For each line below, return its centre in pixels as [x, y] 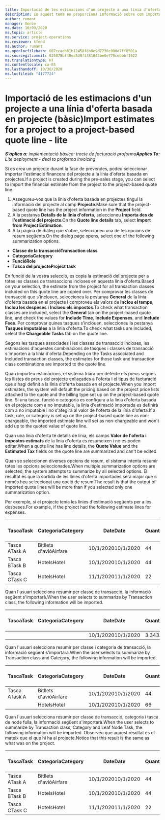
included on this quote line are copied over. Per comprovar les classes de [79, 291]
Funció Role [24, 261]
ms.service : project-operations [38, 37]
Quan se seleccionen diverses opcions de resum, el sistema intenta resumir [82, 461]
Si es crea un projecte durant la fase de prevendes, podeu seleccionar [76, 169]
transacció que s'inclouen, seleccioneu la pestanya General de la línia [76, 297]
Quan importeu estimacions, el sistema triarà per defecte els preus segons [81, 373]
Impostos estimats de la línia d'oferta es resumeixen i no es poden [73, 441]
